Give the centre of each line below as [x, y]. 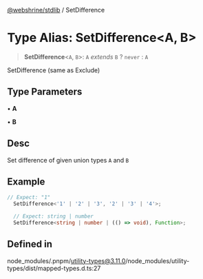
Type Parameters [45, 92]
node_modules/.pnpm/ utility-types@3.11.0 [66, 260]
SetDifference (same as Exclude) [54, 70]
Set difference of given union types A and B [68, 160]
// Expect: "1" [29, 198]
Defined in [30, 244]
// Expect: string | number [54, 216]
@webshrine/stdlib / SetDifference [56, 10]
